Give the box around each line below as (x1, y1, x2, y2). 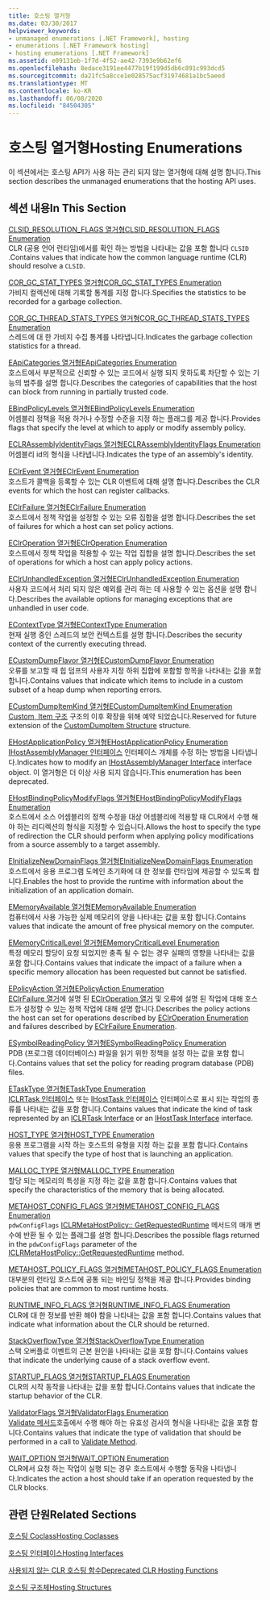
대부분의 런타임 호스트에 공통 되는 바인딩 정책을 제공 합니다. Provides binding (8, 1274, 251, 1284)
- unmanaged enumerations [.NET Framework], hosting (8, 34, 189, 43)
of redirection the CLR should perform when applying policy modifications (8, 831, 254, 840)
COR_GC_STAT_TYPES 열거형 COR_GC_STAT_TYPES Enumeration (8, 277, 222, 287)
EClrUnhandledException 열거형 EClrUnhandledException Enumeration (8, 573, 240, 583)
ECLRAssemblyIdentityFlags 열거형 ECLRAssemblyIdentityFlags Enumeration (8, 439, 261, 448)
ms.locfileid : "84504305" (8, 102, 95, 110)
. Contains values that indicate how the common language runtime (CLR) (8, 252, 247, 262)
